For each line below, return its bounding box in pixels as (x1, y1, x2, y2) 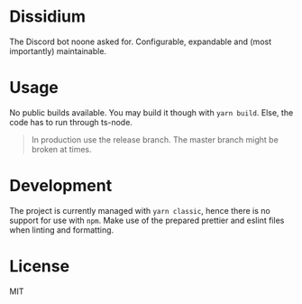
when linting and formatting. (9, 224, 114, 235)
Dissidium (9, 6, 86, 27)
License (9, 256, 70, 276)
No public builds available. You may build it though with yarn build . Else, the (9, 106, 294, 118)
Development (9, 176, 113, 196)
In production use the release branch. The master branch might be (31, 134, 279, 145)
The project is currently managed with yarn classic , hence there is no (9, 205, 270, 216)
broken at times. (31, 143, 92, 154)
